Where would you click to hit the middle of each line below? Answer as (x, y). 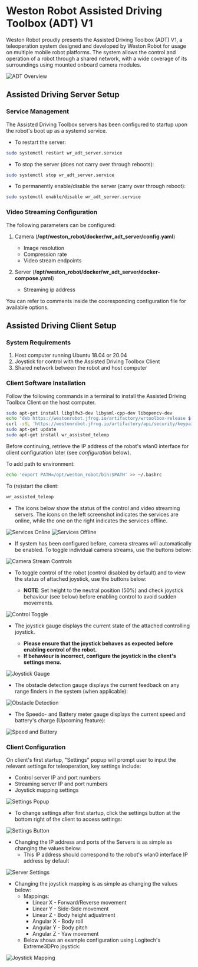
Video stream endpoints (52, 260)
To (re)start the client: (32, 486)
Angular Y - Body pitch (60, 927)
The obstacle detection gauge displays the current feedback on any (97, 685)
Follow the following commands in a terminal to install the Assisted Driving (96, 396)
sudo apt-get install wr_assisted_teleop (58, 435)
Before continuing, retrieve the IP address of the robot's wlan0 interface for (98, 446)
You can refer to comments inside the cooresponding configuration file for (96, 301)
